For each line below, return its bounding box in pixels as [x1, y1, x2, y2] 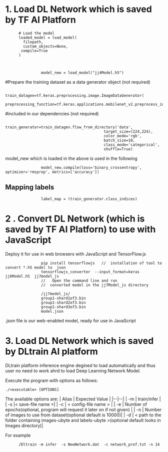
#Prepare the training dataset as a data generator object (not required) [5, 79, 151, 85]
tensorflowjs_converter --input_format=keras [40, 269, 140, 274]
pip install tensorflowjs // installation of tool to [40, 261, 162, 266]
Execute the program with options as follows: [5, 377, 98, 383]
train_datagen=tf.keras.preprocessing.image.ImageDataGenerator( [5, 93, 144, 98]
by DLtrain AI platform [5, 346, 98, 357]
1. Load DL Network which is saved [5, 4, 152, 15]
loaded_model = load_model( [18, 35, 77, 40]
